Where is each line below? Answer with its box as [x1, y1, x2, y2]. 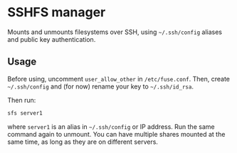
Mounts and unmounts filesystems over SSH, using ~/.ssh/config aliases [7, 28, 223, 36]
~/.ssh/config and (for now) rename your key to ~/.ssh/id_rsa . [7, 82, 194, 91]
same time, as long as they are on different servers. [7, 137, 159, 146]
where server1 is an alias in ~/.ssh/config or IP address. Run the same [7, 122, 215, 131]
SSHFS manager [7, 4, 106, 21]
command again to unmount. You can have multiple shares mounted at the [7, 130, 226, 138]
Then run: [7, 96, 36, 104]
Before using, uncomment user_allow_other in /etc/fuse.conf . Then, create [7, 74, 230, 83]
